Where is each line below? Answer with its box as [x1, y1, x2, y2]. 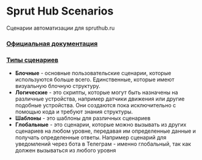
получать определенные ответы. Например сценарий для [15, 134, 167, 141]
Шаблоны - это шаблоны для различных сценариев [15, 115, 151, 122]
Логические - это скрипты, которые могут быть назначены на [15, 89, 178, 96]
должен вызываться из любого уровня [15, 147, 117, 154]
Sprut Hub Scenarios [6, 4, 114, 18]
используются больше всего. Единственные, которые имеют [15, 76, 175, 83]
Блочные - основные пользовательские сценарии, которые [15, 70, 172, 77]
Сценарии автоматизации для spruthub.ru [6, 24, 115, 32]
